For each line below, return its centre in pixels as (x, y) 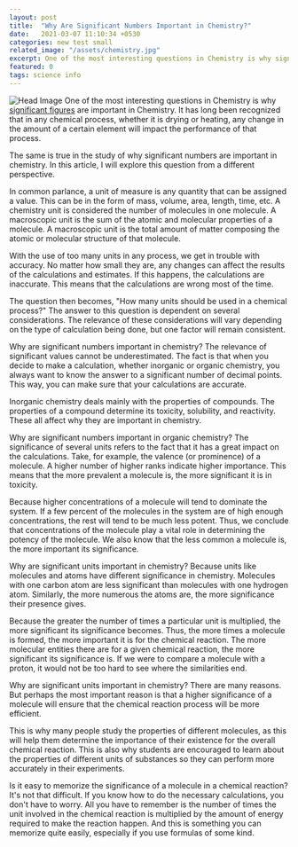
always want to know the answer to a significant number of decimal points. (146, 374)
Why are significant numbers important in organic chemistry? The (129, 437)
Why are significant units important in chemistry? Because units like (133, 566)
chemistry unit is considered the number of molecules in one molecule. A (143, 210)
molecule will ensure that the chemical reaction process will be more (134, 704)
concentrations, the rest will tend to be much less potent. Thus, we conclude (149, 521)
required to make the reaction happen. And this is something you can (135, 823)
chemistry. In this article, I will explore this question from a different (132, 164)
